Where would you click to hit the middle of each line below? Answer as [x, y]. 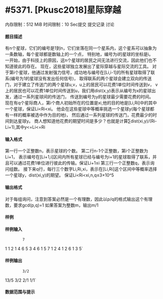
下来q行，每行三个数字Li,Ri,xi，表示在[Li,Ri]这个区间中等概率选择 [92, 169]
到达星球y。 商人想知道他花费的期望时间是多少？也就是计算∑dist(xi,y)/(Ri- [83, 121]
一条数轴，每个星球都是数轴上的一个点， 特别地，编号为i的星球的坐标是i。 [79, 54]
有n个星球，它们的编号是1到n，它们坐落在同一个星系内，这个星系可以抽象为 [81, 48]
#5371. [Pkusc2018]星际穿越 [63, 10]
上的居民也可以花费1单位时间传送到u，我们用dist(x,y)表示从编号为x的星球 [78, 91]
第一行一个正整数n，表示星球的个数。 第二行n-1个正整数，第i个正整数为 [77, 151]
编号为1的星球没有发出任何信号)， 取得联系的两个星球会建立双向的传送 [81, 79]
